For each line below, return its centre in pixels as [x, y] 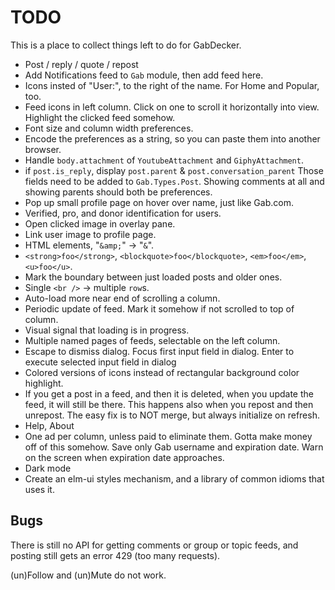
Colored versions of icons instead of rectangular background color [162, 372]
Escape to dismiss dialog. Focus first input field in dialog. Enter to [159, 351]
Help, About [49, 425]
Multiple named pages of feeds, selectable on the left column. [152, 340]
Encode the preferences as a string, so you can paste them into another [172, 138]
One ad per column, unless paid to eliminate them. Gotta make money [168, 436]
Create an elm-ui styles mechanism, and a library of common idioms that [174, 478]
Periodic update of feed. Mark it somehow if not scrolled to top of [159, 308]
